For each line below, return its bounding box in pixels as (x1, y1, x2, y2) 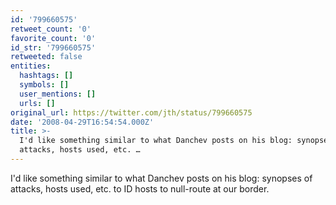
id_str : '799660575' (10, 42, 97, 53)
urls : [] (19, 98, 56, 108)
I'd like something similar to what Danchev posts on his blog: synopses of (10, 172, 313, 184)
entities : (10, 61, 52, 71)
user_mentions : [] (19, 89, 97, 99)
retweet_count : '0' (10, 24, 92, 34)
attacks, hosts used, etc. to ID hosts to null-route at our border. (10, 182, 270, 195)
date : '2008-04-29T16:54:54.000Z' (10, 117, 155, 127)
